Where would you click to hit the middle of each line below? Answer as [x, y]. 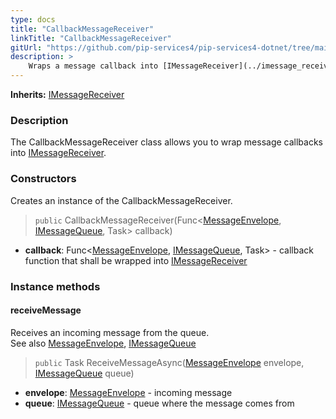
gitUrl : [26, 47]
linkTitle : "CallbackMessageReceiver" [91, 38]
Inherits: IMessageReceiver [67, 94]
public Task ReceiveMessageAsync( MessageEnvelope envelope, [169, 362]
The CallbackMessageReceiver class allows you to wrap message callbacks [167, 142]
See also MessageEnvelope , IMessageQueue [103, 343]
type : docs [33, 19]
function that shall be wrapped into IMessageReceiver [136, 260]
